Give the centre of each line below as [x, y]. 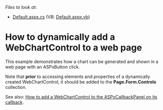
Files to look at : [21, 7]
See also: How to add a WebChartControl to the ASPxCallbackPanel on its [81, 96]
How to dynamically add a [60, 37]
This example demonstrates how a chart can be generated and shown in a [82, 61]
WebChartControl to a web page [73, 48]
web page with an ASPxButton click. [43, 66]
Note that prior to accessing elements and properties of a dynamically [78, 76]
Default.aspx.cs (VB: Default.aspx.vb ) [51, 17]
